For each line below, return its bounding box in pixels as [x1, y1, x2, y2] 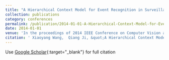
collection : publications [5, 12, 59, 17]
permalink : [5, 21, 28, 26]
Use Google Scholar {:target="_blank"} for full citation [5, 48, 116, 55]
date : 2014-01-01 [5, 26, 42, 31]
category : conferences [5, 16, 53, 21]
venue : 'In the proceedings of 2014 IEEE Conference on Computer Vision [5, 30, 161, 35]
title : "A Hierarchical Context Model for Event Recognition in [5, 7, 143, 12]
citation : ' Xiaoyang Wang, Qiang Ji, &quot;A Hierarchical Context [5, 35, 154, 40]
